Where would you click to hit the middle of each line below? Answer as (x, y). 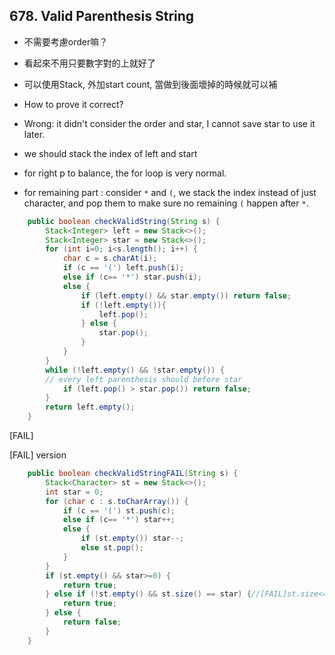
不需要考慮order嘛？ (66, 41)
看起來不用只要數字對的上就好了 (89, 63)
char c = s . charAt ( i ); (110, 259)
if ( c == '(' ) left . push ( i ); (123, 268)
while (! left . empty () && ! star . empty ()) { (135, 370)
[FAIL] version (38, 455)
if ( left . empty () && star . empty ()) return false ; (186, 295)
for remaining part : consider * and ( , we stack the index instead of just (170, 192)
